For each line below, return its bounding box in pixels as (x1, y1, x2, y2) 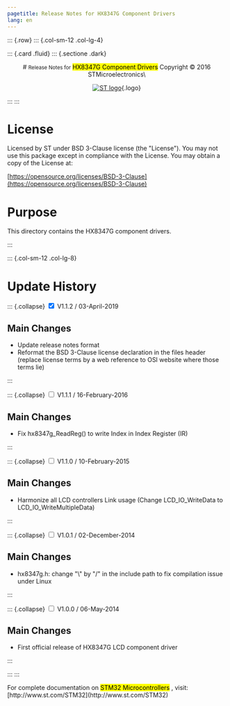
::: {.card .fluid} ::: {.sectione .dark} (7, 49, 107, 58)
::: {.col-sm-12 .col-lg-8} (7, 254, 77, 263)
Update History (7, 279, 97, 294)
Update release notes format (17, 341, 99, 350)
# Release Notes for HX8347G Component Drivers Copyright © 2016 (22, 63, 211, 71)
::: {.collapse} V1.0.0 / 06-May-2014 (7, 605, 120, 613)
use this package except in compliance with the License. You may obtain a (7, 151, 220, 160)
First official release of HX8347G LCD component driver (17, 643, 178, 652)
